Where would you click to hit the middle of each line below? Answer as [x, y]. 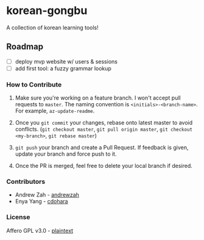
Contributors [26, 182]
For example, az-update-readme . [55, 111]
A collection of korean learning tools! [52, 27]
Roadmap [25, 47]
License [18, 217]
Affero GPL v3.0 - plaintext [40, 230]
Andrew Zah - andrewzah [47, 195]
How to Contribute [34, 84]
